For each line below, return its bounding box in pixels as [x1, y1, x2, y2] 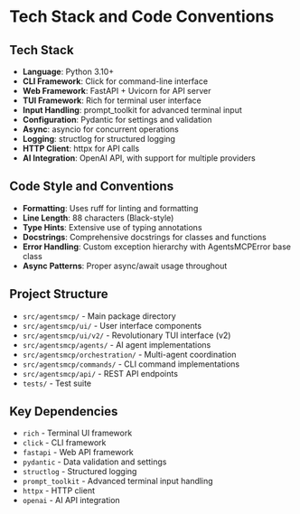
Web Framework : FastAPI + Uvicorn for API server [22, 86, 211, 96]
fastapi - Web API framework [22, 447, 134, 458]
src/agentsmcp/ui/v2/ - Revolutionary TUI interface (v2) [22, 330, 231, 341]
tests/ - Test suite [22, 378, 92, 388]
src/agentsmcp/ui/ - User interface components [22, 320, 202, 331]
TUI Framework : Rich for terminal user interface [22, 95, 202, 106]
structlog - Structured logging [22, 466, 137, 477]
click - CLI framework [22, 437, 107, 448]
